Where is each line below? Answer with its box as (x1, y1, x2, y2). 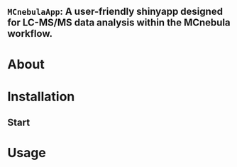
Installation (7, 88, 75, 105)
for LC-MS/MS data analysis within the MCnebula (7, 17, 231, 29)
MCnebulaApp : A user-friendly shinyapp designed (7, 6, 224, 18)
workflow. (7, 28, 53, 40)
